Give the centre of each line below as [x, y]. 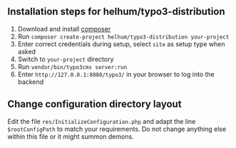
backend [31, 82]
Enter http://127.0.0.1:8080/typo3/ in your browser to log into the [116, 74]
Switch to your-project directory [66, 59]
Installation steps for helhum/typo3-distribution [117, 12]
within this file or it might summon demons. [71, 136]
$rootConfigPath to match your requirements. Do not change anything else [117, 129]
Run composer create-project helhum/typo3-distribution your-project [123, 36]
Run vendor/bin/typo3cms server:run [72, 66]
